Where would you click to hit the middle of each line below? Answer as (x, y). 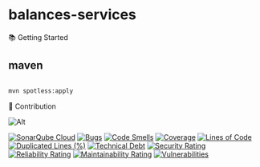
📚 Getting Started (38, 37)
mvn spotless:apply (41, 91)
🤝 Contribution (32, 106)
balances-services (72, 15)
